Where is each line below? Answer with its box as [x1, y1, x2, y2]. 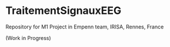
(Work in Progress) [5, 34, 51, 41]
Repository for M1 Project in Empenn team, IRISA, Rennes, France [5, 23, 164, 30]
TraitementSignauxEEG [5, 4, 122, 17]
